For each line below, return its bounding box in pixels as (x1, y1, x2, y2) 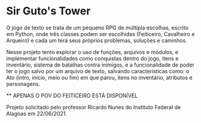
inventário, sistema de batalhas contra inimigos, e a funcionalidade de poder (6, 61, 195, 68)
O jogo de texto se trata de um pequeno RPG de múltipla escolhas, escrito (6, 24, 189, 31)
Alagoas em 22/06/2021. (6, 110, 67, 117)
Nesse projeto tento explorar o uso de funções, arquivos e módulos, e (6, 48, 178, 55)
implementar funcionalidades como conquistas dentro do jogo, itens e (6, 55, 179, 62)
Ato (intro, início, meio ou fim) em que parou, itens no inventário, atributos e (6, 74, 193, 81)
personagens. (6, 80, 41, 88)
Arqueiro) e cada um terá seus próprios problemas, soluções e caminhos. (6, 37, 187, 44)
